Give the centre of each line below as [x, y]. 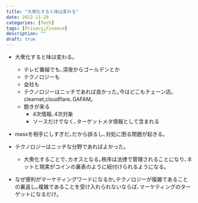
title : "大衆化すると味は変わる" [42, 12]
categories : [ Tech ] [30, 23]
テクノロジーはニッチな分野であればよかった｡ [70, 147]
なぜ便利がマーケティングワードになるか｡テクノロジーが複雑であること [101, 179]
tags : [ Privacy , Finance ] [37, 28]
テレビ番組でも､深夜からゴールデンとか [72, 69]
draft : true [21, 39]
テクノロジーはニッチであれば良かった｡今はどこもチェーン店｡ [98, 92]
